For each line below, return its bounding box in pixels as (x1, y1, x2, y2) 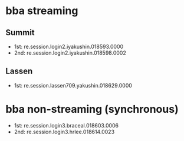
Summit (5, 28, 35, 38)
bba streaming (5, 4, 78, 18)
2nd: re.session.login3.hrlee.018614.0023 (14, 128, 115, 135)
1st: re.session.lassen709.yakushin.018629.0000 (14, 82, 132, 89)
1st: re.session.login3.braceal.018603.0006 (14, 122, 119, 129)
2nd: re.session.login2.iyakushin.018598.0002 (14, 49, 126, 56)
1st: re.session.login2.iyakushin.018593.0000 (14, 43, 124, 50)
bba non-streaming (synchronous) (5, 103, 179, 116)
